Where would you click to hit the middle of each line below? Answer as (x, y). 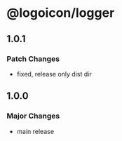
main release (35, 131)
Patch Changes (33, 59)
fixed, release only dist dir (54, 74)
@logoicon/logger (61, 13)
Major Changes (33, 116)
